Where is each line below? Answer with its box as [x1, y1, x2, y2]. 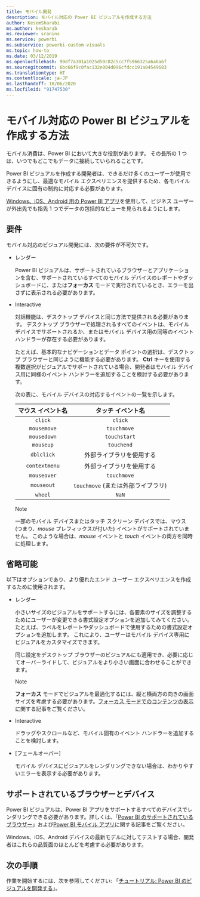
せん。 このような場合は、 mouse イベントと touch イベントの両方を [14, 532, 183, 540]
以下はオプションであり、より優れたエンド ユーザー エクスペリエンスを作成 [6, 576, 191, 583]
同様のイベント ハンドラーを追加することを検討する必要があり [30, 371, 184, 378]
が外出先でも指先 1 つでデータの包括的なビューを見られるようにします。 [6, 205, 184, 212]
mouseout [30, 482, 56, 488]
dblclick [30, 451, 56, 458]
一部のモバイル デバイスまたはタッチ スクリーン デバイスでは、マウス [14, 517, 187, 525]
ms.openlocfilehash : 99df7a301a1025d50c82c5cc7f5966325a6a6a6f [6, 58, 167, 64]
